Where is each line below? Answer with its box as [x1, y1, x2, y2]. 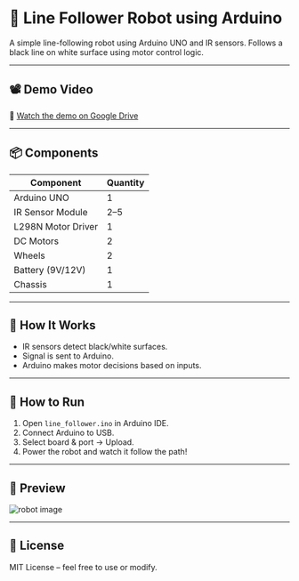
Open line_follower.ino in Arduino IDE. [21, 418, 169, 429]
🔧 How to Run [9, 394, 85, 409]
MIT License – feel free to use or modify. [9, 561, 158, 572]
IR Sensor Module [13, 206, 88, 218]
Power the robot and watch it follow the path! [21, 447, 188, 457]
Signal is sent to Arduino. [21, 351, 114, 361]
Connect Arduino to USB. [21, 427, 115, 439]
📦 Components [9, 146, 99, 161]
